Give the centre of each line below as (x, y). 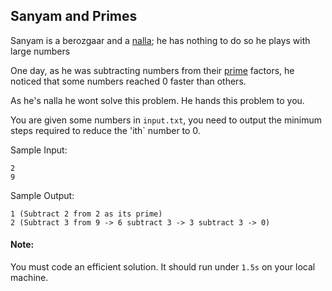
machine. (29, 278)
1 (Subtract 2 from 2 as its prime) (86, 214)
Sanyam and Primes (74, 16)
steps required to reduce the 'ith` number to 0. (105, 130)
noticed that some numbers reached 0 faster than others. (128, 81)
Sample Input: (39, 150)
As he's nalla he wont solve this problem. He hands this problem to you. (157, 100)
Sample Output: (42, 195)
